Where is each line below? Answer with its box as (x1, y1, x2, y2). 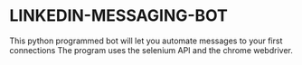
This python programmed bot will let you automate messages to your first (9, 35, 283, 46)
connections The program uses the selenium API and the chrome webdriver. (9, 44, 294, 55)
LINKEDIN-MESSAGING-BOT (9, 5, 228, 26)
